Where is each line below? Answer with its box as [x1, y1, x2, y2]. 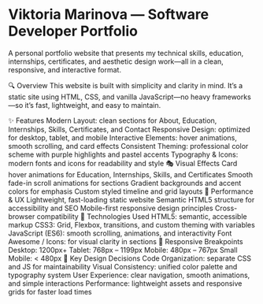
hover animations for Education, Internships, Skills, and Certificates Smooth [8, 169, 254, 179]
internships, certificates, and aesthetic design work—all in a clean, [8, 57, 224, 66]
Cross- [215, 203, 238, 213]
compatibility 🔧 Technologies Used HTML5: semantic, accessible [36, 211, 247, 221]
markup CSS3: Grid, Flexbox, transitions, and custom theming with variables [8, 220, 256, 229]
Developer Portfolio [8, 22, 138, 40]
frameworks [212, 92, 252, 102]
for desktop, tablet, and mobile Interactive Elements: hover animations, [8, 132, 238, 143]
